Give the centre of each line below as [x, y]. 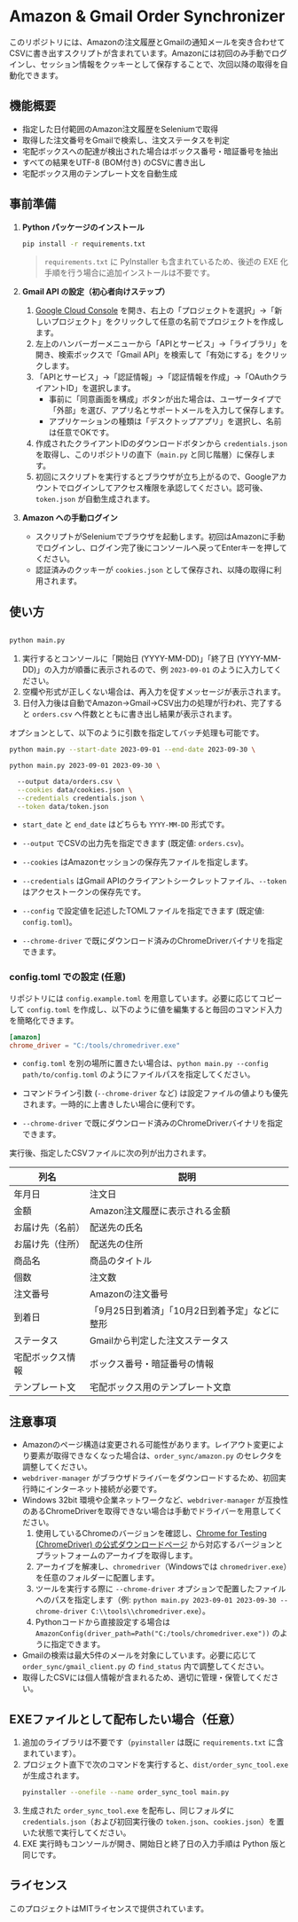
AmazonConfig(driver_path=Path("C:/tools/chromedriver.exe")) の [157, 1633]
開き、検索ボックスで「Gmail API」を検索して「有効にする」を [149, 355]
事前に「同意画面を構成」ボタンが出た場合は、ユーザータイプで [165, 399]
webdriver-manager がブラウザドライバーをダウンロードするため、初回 [150, 1478]
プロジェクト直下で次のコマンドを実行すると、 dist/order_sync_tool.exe [155, 1765]
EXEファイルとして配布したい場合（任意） [125, 1719]
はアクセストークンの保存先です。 [84, 892]
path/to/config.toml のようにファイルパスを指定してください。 [138, 1074]
